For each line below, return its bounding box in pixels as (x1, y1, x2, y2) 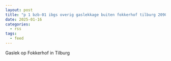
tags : (5, 31, 17, 36)
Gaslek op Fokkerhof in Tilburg (5, 49, 70, 56)
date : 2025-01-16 (5, 17, 42, 22)
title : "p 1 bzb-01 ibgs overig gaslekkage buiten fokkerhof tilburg (5, 12, 156, 17)
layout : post (5, 7, 33, 13)
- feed (10, 36, 24, 41)
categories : (5, 21, 31, 27)
